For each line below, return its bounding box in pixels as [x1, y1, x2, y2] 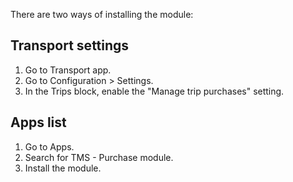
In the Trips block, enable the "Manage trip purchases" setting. [24, 85, 285, 97]
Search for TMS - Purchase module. [24, 151, 174, 163]
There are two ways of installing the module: [10, 9, 194, 20]
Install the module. [24, 162, 102, 174]
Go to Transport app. [24, 64, 112, 76]
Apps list [10, 114, 67, 131]
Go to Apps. [24, 140, 75, 153]
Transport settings [10, 37, 130, 54]
